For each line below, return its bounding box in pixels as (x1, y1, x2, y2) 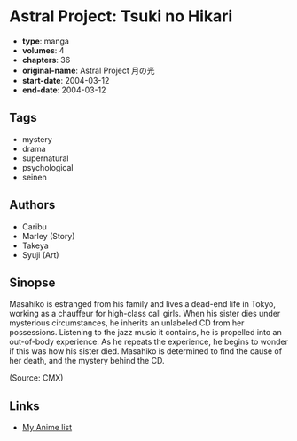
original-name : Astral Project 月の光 (21, 65, 155, 76)
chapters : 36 (21, 54, 71, 65)
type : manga (21, 36, 69, 46)
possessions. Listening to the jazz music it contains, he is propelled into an (9, 327, 282, 338)
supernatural (21, 153, 69, 164)
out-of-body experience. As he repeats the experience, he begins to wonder (9, 336, 288, 348)
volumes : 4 (21, 44, 65, 55)
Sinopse (9, 275, 56, 290)
